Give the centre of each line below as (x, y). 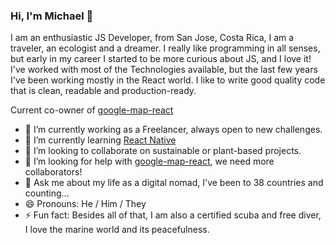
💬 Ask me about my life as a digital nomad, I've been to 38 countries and (174, 183)
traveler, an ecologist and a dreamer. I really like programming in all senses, (165, 48)
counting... (47, 193)
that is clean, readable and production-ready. (103, 91)
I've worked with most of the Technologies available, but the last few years (164, 70)
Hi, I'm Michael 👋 (52, 16)
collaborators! (53, 172)
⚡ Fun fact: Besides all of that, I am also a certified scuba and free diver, (173, 215)
